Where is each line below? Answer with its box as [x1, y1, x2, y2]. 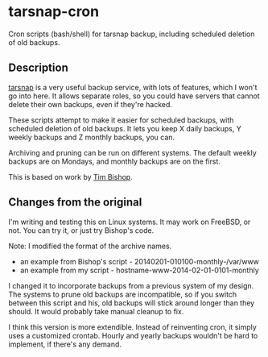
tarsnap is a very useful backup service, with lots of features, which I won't [8, 82, 258, 92]
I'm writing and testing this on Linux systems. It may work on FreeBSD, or [8, 217, 251, 226]
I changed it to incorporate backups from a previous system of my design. [8, 280, 254, 290]
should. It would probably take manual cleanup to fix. [8, 306, 184, 316]
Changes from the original [8, 196, 142, 210]
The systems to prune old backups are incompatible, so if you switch [8, 289, 237, 299]
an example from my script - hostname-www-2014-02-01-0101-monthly [19, 265, 259, 275]
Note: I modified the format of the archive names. [8, 241, 172, 251]
